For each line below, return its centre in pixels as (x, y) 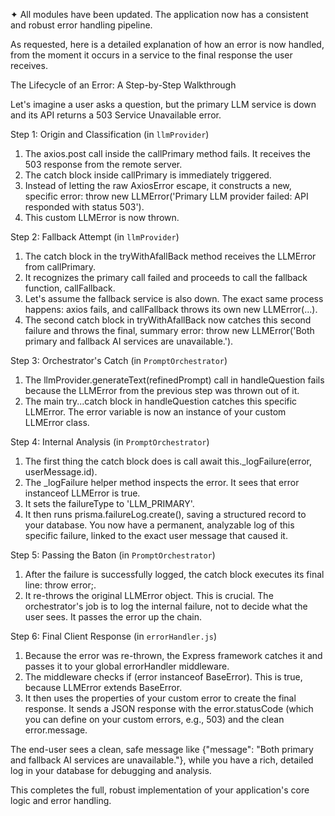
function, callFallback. (70, 288)
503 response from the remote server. (103, 164)
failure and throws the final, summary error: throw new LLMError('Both (169, 330)
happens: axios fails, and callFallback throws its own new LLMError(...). (171, 309)
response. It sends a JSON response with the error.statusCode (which (169, 708)
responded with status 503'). (84, 207)
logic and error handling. (61, 800)
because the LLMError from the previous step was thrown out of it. (162, 390)
